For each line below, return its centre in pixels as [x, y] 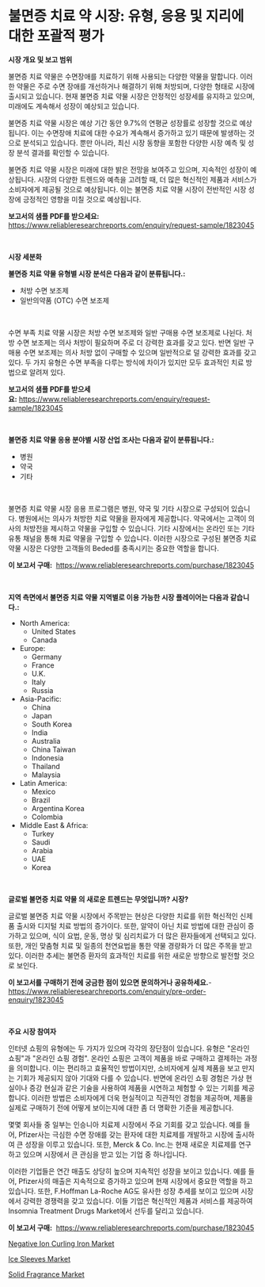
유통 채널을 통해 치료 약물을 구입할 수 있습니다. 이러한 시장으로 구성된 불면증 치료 [132, 538]
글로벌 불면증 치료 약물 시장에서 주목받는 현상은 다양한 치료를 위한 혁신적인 [123, 916]
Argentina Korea [58, 808]
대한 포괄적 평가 [56, 36]
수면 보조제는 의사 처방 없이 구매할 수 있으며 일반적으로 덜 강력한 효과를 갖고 [140, 352]
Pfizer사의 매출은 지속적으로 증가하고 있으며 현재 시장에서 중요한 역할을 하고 [136, 1181]
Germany [46, 657]
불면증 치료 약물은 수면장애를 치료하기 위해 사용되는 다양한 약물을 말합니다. [123, 76]
